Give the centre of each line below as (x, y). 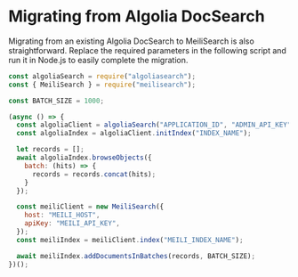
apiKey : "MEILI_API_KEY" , (72, 224)
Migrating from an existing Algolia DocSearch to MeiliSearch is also (131, 41)
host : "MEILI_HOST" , (62, 216)
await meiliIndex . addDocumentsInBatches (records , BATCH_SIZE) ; (136, 256)
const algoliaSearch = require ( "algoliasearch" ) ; (102, 76)
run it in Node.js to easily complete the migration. (98, 60)
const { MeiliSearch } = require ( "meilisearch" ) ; (102, 85)
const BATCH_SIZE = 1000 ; (56, 101)
